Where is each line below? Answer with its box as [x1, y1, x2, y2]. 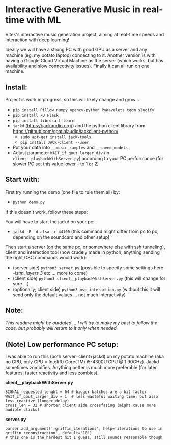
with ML [26, 14, 61, 26]
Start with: [5, 175, 40, 184]
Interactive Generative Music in [5, 4, 141, 15]
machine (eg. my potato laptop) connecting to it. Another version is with [5, 52, 156, 58]
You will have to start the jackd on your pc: [5, 218, 95, 225]
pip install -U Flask [12, 113, 59, 118]
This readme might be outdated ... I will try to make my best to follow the [5, 320, 158, 326]
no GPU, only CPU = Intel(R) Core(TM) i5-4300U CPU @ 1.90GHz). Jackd [5, 359, 159, 365]
